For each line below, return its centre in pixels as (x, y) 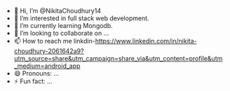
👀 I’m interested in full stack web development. (81, 18)
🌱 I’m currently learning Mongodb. (63, 26)
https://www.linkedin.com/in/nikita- (146, 41)
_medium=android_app (47, 66)
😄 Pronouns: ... (36, 73)
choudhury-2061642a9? (49, 51)
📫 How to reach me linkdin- (55, 41)
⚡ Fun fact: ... (33, 81)
